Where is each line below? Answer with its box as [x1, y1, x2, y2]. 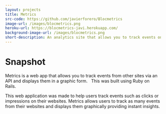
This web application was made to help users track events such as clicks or [5, 93, 159, 99]
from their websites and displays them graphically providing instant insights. [5, 103, 160, 109]
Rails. [5, 83, 16, 89]
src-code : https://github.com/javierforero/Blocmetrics [5, 16, 123, 21]
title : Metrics [5, 12, 37, 17]
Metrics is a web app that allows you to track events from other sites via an [5, 72, 158, 78]
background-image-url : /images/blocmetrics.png [5, 30, 105, 35]
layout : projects [5, 7, 41, 12]
